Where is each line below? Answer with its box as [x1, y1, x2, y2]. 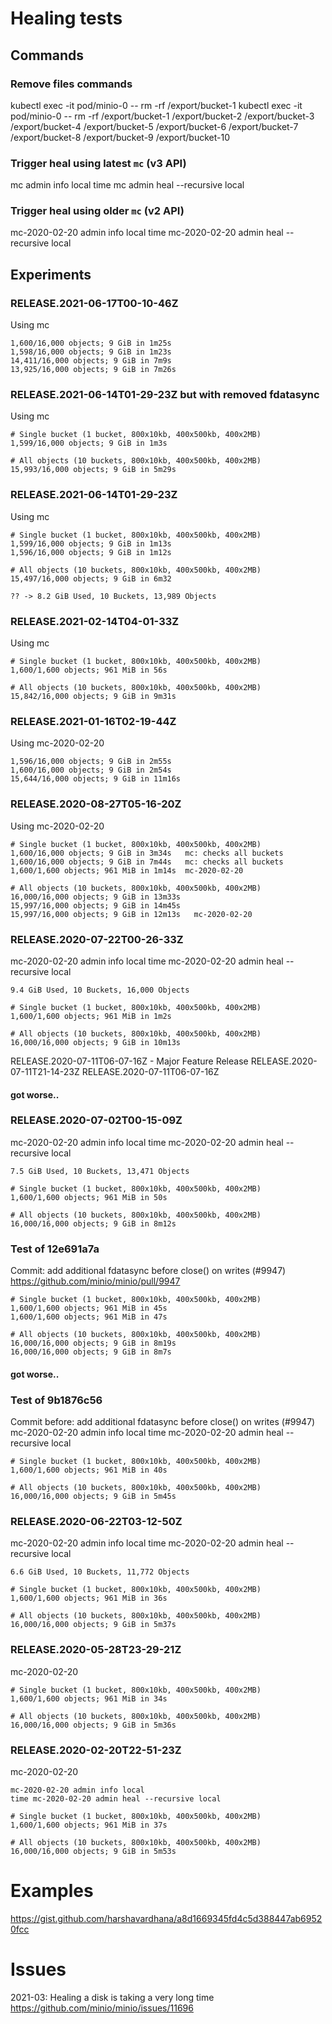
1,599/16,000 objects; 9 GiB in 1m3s [10, 438, 168, 449]
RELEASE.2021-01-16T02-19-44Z [10, 714, 177, 728]
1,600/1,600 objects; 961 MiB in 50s [10, 1192, 168, 1202]
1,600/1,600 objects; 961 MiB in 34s [10, 1693, 168, 1704]
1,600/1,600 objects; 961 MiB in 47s [10, 1312, 168, 1322]
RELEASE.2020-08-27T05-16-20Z [10, 797, 182, 811]
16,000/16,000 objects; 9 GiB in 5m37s [10, 1620, 177, 1630]
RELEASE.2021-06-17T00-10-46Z [10, 296, 179, 310]
